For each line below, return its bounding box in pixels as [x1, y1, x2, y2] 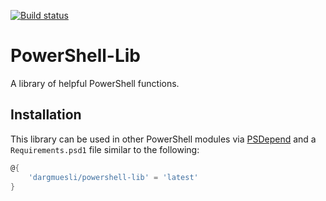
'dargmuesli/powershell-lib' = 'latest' [28, 172, 199, 182]
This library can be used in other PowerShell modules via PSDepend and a [10, 133, 317, 145]
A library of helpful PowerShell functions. [10, 77, 180, 89]
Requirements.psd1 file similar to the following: [10, 143, 200, 155]
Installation [10, 106, 82, 124]
